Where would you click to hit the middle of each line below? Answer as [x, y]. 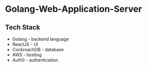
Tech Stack [23, 27]
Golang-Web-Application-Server [73, 9]
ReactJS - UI [25, 44]
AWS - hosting [27, 55]
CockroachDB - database [38, 50]
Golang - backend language [40, 39]
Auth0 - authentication [35, 60]
